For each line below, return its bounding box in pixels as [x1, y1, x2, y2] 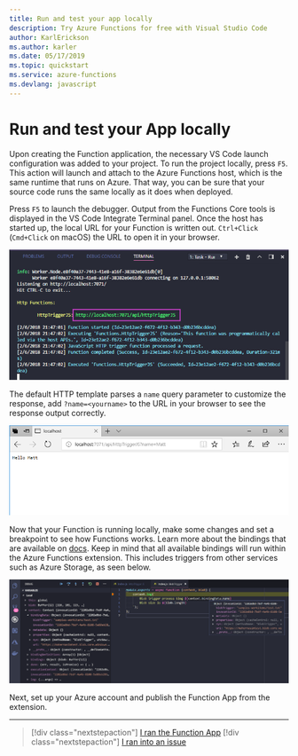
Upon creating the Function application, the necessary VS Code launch [9, 148, 269, 159]
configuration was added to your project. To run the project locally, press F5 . [9, 158, 288, 169]
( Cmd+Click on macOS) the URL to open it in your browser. [9, 232, 220, 242]
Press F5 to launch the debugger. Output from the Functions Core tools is [9, 203, 276, 214]
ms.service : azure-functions [9, 71, 117, 80]
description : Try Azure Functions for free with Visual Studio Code [9, 23, 268, 33]
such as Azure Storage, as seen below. [9, 562, 152, 572]
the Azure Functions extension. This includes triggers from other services [9, 553, 278, 563]
